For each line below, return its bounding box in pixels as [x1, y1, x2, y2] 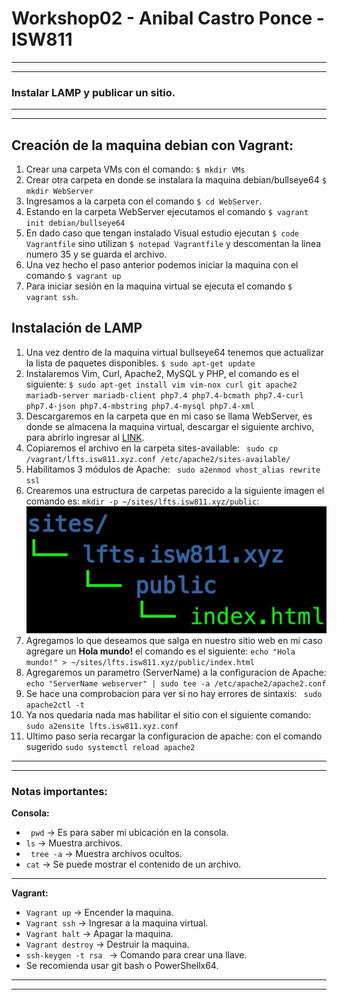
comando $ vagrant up [25, 270, 122, 282]
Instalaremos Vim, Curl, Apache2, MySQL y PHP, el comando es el [25, 367, 299, 379]
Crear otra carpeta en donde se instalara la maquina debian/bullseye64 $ [25, 174, 327, 186]
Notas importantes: [11, 785, 108, 799]
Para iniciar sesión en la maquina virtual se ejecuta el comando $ [25, 280, 293, 292]
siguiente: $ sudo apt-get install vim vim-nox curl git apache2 [25, 378, 298, 390]
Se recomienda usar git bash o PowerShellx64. [25, 960, 219, 972]
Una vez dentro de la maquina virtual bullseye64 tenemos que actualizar [25, 346, 325, 358]
